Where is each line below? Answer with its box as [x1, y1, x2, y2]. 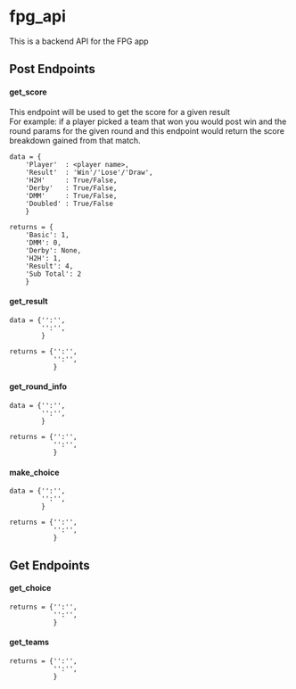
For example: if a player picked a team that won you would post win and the [9, 116, 287, 127]
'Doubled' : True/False [25, 199, 114, 208]
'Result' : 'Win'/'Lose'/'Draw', [25, 168, 153, 177]
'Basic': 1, [25, 230, 70, 239]
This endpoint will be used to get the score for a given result [9, 106, 230, 117]
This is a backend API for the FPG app [9, 36, 149, 46]
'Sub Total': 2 [25, 270, 82, 278]
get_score [9, 87, 47, 97]
